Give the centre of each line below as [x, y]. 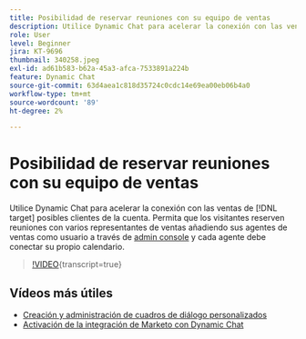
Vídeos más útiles [61, 293]
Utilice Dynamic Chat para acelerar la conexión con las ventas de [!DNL [143, 208]
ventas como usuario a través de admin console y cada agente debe [138, 237]
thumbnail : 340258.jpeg [55, 60]
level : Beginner [40, 43]
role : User [30, 35]
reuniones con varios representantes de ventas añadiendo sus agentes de [148, 227]
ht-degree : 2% [36, 111]
